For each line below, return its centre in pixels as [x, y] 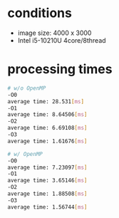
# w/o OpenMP [27, 88]
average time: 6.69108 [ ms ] [47, 128]
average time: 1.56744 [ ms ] [47, 207]
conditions [40, 13]
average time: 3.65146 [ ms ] [47, 181]
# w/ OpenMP [25, 154]
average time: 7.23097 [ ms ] [47, 167]
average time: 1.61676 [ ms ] [47, 141]
